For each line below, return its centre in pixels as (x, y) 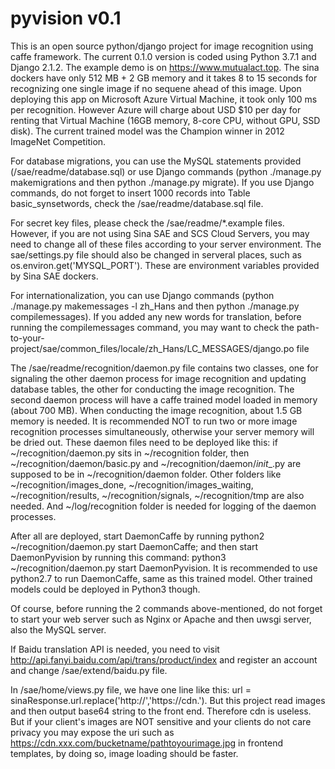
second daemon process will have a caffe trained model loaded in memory (164, 399)
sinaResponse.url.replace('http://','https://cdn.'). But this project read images (168, 700)
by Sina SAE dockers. (54, 276)
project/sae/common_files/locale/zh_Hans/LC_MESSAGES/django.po (152, 348)
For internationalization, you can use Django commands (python (142, 295)
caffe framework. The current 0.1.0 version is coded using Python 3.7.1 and (163, 56)
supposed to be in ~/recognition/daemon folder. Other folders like (146, 474)
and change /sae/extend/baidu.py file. (89, 670)
